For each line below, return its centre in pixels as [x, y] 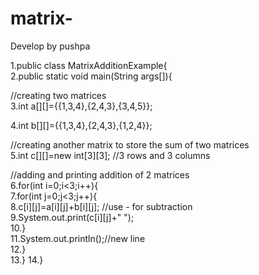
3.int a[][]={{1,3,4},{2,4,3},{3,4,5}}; [81, 106]
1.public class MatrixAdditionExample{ [89, 65]
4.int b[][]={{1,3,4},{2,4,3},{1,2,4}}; [81, 125]
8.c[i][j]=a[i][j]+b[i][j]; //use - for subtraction [101, 206]
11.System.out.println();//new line [78, 238]
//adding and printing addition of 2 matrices [100, 174]
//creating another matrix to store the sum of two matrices [130, 144]
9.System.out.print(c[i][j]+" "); [72, 217]
